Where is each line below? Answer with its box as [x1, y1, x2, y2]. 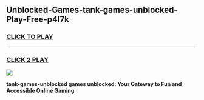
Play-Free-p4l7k [6, 15, 70, 25]
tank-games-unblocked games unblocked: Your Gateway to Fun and [6, 80, 182, 87]
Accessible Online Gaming [6, 87, 75, 94]
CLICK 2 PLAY [6, 55, 49, 64]
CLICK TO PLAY [6, 33, 53, 41]
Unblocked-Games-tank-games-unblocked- [6, 5, 178, 15]
